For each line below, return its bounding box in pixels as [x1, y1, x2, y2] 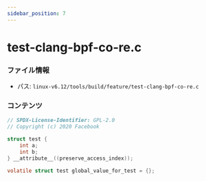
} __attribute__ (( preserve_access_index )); [7, 155, 134, 162]
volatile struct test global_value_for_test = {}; [7, 167, 155, 174]
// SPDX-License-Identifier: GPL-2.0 [7, 117, 115, 124]
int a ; [19, 142, 38, 149]
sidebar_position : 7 [7, 10, 67, 17]
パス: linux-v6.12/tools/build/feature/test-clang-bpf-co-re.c [16, 82, 199, 90]
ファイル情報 [7, 65, 50, 75]
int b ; [19, 148, 38, 155]
